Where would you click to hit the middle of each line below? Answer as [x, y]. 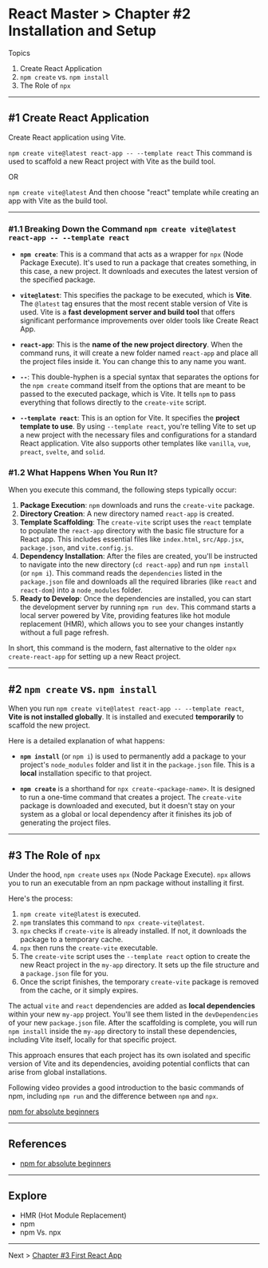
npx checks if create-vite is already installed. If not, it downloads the [133, 930]
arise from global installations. [58, 1072]
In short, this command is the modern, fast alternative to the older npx [122, 648]
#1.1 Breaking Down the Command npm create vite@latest [122, 228]
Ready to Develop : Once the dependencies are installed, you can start [135, 599]
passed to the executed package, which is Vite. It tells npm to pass [128, 394]
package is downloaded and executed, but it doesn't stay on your [127, 806]
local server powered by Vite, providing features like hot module [125, 616]
